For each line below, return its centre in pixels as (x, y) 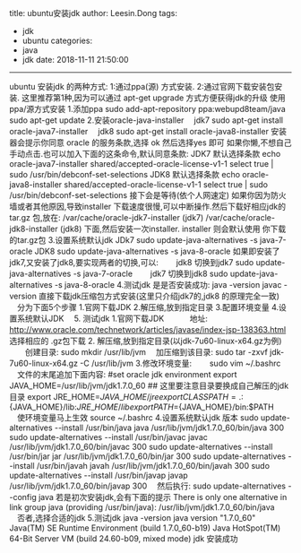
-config (23, 497)
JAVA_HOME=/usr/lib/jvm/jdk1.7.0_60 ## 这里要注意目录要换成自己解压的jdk (149, 385)
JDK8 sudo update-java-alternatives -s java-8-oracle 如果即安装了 (157, 251)
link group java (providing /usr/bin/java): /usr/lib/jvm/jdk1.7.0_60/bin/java (142, 507)
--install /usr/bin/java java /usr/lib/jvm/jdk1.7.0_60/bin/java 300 (169, 428)
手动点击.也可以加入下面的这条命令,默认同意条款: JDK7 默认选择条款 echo (145, 154)
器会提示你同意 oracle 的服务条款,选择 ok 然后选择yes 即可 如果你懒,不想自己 (150, 143)
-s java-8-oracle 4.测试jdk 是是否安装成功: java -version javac (168, 285)
